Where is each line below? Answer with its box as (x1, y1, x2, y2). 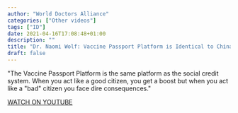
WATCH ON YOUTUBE (7, 97, 73, 106)
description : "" (7, 37, 55, 44)
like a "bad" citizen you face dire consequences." (7, 84, 152, 93)
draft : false (7, 50, 46, 57)
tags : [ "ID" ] (7, 23, 46, 30)
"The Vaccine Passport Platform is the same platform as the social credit (7, 69, 219, 78)
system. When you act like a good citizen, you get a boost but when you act (7, 76, 229, 85)
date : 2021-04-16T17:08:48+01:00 (7, 30, 106, 37)
